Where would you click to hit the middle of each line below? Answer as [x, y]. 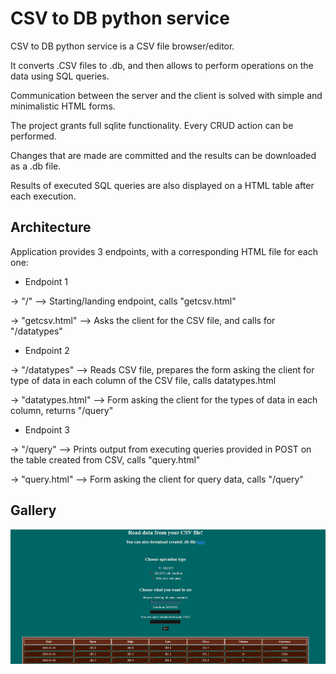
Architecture [51, 227]
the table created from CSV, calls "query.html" [105, 459]
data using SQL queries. [60, 76]
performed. [33, 136]
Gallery [33, 510]
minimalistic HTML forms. [63, 106]
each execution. [43, 196]
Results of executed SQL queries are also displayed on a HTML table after [162, 185]
